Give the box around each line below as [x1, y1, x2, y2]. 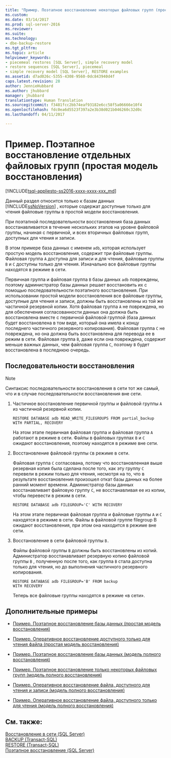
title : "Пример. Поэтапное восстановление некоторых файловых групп [5, 7, 154, 13]
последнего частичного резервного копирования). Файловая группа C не [5, 325, 165, 331]
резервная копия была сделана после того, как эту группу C [12, 465, 144, 471]
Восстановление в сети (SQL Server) [5, 731, 85, 737]
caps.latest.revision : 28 [5, 79, 60, 84]
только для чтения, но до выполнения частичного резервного [12, 563, 148, 570]
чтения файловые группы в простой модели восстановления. [5, 208, 139, 215]
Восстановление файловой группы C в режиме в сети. [12, 450, 130, 456]
